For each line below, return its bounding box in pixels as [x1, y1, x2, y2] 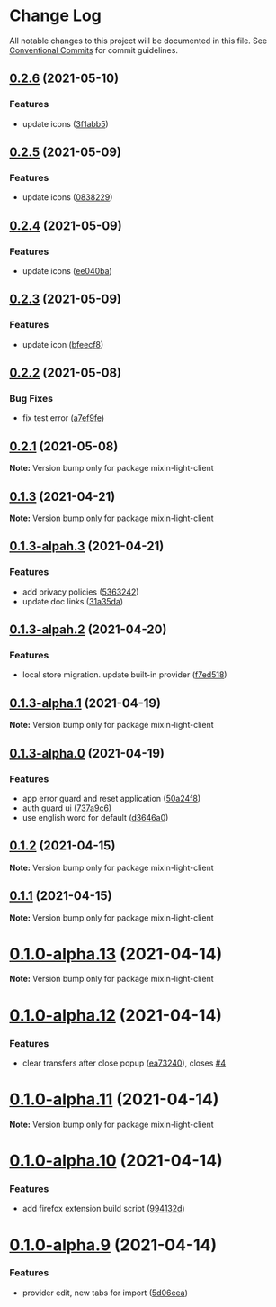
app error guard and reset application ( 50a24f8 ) [22, 793, 201, 803]
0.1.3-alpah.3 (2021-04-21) [9, 539, 165, 554]
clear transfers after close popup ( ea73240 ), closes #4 [22, 1057, 227, 1068]
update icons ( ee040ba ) [22, 266, 112, 276]
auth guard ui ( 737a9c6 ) [22, 803, 112, 813]
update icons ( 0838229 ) [22, 192, 113, 203]
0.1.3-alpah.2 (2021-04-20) [9, 622, 167, 638]
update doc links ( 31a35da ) [22, 595, 124, 606]
